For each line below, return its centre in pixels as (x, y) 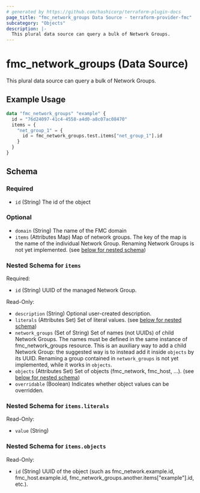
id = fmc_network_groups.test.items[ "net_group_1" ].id (92, 136)
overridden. (29, 391)
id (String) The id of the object (53, 202)
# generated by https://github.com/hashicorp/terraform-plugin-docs (94, 12)
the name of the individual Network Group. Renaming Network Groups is (105, 243)
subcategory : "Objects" (36, 23)
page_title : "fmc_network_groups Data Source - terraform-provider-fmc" (99, 17)
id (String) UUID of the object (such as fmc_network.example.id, (95, 471)
